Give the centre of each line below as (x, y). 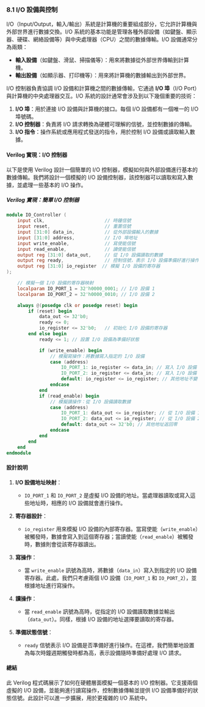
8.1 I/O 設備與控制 (32, 9)
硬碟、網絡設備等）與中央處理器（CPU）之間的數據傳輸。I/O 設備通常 (105, 39)
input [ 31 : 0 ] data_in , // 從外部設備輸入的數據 (88, 232)
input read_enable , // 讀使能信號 (77, 249)
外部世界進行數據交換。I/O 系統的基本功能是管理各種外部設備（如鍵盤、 (96, 32)
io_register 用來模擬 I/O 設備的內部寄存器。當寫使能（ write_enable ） (111, 529)
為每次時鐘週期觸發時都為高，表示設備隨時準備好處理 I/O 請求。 (104, 653)
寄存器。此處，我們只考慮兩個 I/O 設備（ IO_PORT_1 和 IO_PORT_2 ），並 (110, 578)
